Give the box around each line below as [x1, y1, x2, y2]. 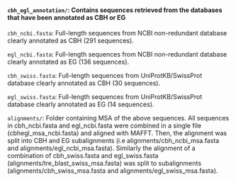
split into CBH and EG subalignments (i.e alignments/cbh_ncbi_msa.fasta [7, 137, 220, 145]
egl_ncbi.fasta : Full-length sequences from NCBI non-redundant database [7, 50, 227, 59]
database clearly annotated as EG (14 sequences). [7, 100, 154, 109]
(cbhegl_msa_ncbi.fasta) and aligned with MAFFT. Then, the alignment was [7, 129, 227, 137]
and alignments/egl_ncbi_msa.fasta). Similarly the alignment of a [7, 144, 196, 152]
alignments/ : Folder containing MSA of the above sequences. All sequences [7, 114, 230, 123]
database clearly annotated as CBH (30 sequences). [7, 79, 161, 88]
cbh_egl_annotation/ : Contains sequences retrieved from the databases [7, 6, 223, 14]
